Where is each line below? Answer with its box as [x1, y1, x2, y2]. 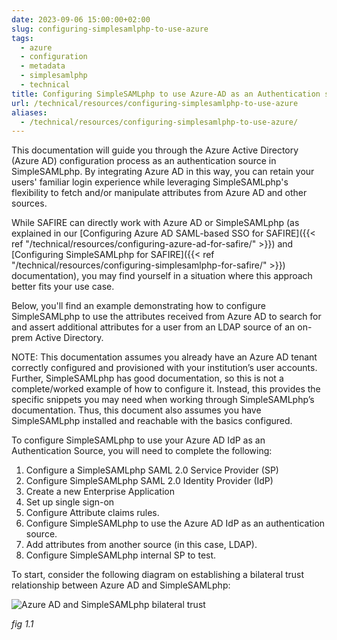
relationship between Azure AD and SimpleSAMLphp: [11, 579, 231, 591]
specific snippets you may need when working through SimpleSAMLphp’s [11, 394, 315, 406]
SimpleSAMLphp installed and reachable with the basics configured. [11, 415, 293, 427]
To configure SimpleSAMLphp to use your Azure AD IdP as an [11, 434, 266, 446]
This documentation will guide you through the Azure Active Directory [11, 144, 299, 156]
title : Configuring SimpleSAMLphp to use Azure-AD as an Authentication [11, 89, 321, 99]
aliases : [11, 107, 48, 118]
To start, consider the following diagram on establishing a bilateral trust [11, 569, 305, 581]
